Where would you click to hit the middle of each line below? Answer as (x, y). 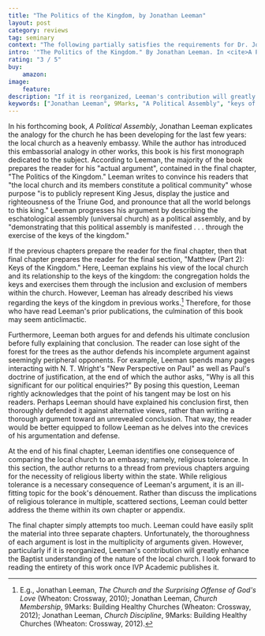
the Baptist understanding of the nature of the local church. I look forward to (132, 558)
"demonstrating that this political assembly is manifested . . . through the (126, 227)
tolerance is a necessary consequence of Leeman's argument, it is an (121, 484)
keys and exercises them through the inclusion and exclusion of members (128, 285)
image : (19, 81)
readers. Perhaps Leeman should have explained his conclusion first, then (128, 402)
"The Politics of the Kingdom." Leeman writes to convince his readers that (128, 177)
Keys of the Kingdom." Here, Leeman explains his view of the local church (128, 268)
